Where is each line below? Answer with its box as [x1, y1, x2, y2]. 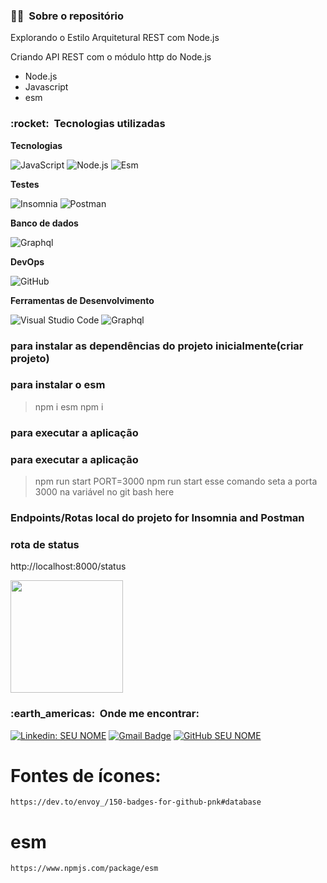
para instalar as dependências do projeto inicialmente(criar [10, 339, 304, 353]
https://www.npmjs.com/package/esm [10, 864, 159, 874]
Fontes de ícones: [10, 764, 162, 787]
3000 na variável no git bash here [34, 486, 175, 498]
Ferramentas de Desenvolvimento [10, 294, 155, 306]
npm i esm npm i [34, 400, 104, 413]
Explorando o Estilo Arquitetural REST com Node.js [10, 32, 220, 44]
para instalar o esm [10, 378, 106, 392]
